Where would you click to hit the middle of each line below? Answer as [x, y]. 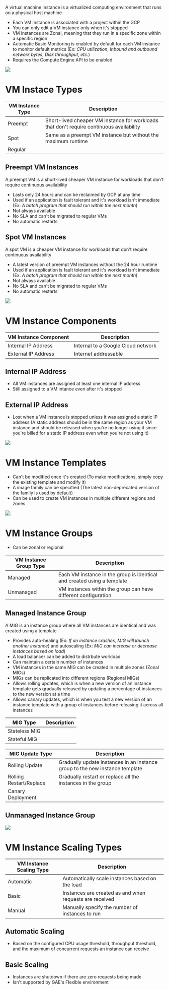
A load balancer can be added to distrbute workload [66, 656]
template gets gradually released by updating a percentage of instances [87, 688]
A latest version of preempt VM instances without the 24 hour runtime [85, 265]
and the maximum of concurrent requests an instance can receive [81, 949]
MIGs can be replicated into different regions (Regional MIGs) [76, 678]
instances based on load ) [39, 651]
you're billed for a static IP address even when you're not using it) [81, 433]
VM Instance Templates [56, 463]
